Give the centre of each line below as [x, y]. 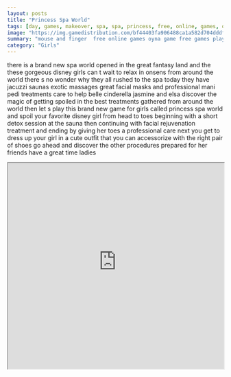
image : [16, 33]
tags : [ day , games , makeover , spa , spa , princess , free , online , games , [113, 26]
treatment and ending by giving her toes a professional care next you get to [114, 130]
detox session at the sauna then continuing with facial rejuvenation [101, 123]
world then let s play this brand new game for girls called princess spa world [115, 108]
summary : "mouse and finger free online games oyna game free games [109, 39]
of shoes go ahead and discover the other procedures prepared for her [107, 145]
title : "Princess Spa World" [49, 20]
